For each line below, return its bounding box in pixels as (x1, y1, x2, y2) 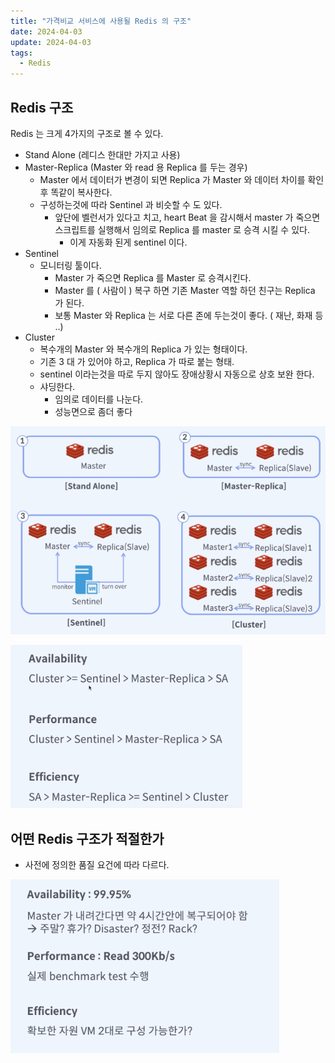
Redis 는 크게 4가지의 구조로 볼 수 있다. (10, 127, 164, 139)
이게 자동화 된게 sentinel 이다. (69, 236, 188, 248)
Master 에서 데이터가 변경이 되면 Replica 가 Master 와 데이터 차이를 (39, 173, 306, 185)
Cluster (24, 331, 55, 343)
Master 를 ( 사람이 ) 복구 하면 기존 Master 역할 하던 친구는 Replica (54, 284, 316, 296)
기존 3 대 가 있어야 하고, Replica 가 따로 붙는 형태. (39, 355, 235, 367)
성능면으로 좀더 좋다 (54, 405, 133, 417)
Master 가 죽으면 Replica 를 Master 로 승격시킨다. (54, 271, 252, 284)
